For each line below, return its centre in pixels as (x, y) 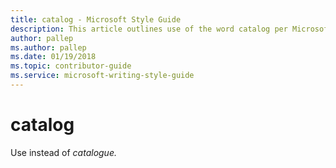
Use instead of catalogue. (63, 152)
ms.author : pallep (48, 47)
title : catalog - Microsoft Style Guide (96, 19)
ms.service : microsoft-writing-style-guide (102, 76)
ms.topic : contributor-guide (71, 66)
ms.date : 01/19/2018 (53, 57)
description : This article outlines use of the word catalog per (149, 29)
